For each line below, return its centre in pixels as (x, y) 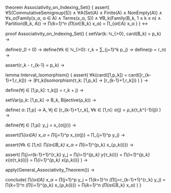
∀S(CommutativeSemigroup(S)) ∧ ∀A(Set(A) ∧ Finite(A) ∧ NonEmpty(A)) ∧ (84, 13)
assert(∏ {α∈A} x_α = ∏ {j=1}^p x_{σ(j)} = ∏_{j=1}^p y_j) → (65, 135)
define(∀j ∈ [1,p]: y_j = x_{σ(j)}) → (41, 125)
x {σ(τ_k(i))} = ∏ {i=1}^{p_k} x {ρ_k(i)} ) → (47, 160)
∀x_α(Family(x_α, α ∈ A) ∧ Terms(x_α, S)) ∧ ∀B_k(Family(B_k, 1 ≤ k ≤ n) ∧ (83, 18)
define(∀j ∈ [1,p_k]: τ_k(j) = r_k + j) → (45, 90)
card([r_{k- (140, 75)
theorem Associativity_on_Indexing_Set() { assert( (57, 7)
